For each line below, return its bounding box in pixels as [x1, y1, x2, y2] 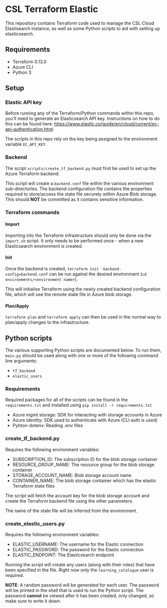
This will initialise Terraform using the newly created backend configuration [5, 286, 161, 292]
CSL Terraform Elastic [5, 4, 98, 15]
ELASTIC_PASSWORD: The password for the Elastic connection [12, 546, 144, 552]
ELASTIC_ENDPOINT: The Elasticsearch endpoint [12, 552, 114, 558]
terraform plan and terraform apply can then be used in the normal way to [5, 314, 161, 320]
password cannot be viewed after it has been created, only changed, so [5, 592, 154, 598]
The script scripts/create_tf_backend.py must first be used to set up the [5, 165, 156, 171]
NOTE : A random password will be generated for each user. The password [5, 582, 159, 588]
